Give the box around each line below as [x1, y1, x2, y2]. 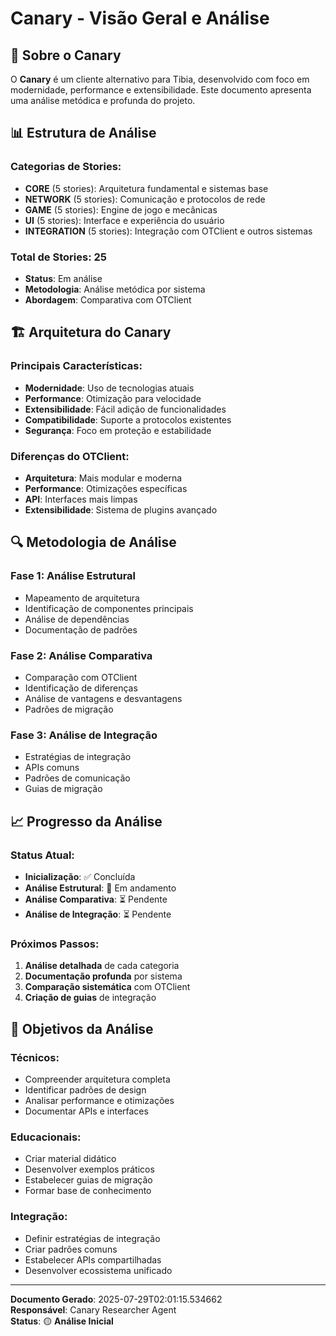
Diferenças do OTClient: [10, 449, 130, 463]
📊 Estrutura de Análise [10, 125, 157, 142]
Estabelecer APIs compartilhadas [24, 1253, 162, 1266]
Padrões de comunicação [24, 772, 131, 784]
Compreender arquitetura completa [24, 1073, 171, 1085]
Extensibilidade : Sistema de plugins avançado [24, 503, 218, 516]
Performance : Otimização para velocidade [24, 392, 202, 404]
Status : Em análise [24, 272, 103, 284]
